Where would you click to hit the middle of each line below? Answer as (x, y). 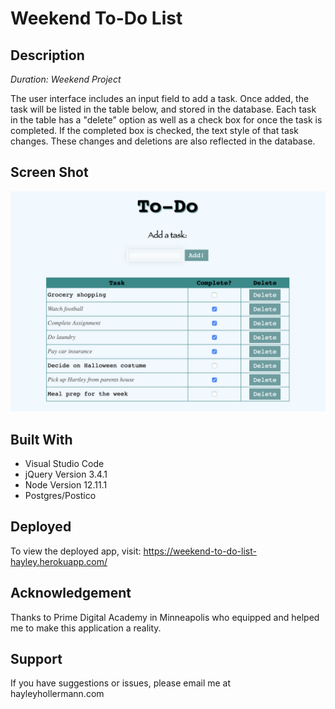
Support (36, 659)
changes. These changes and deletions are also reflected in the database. (163, 141)
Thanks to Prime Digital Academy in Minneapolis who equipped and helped (165, 617)
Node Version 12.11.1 (66, 485)
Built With (41, 439)
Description (47, 55)
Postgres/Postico (60, 496)
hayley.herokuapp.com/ (59, 561)
